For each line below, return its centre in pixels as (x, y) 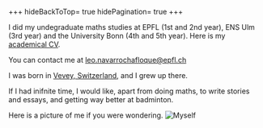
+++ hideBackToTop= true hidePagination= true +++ (96, 12)
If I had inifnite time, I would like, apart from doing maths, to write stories (129, 91)
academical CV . (34, 44)
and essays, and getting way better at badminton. (91, 99)
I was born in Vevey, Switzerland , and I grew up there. (98, 75)
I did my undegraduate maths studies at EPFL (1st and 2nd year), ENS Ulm (131, 27)
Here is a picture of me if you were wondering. (86, 115)
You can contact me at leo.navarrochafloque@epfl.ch (98, 60)
